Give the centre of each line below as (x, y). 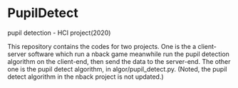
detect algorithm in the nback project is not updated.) (86, 77)
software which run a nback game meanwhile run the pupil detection (129, 54)
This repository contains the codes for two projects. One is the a (102, 46)
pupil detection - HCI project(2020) (59, 33)
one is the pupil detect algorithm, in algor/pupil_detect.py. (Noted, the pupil (117, 69)
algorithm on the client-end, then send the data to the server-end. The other (119, 61)
